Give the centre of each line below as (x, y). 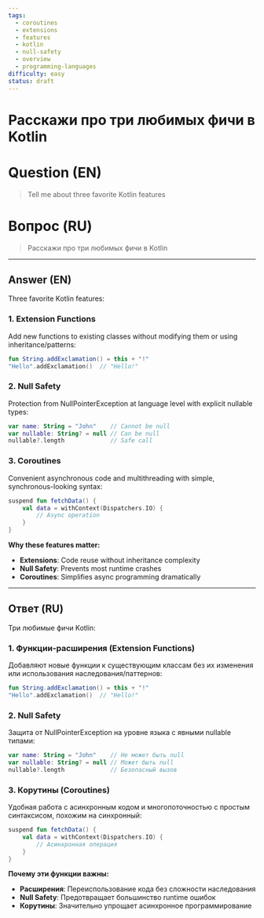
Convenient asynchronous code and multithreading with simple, (111, 478)
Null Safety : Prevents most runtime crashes (90, 569)
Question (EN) (55, 172)
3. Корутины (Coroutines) (59, 790)
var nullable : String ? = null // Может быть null (91, 763)
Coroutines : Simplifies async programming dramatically (110, 577)
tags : (17, 15)
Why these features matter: (54, 545)
